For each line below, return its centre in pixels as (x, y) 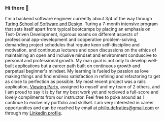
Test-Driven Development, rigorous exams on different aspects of (72, 35)
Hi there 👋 (17, 8)
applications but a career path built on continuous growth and (78, 66)
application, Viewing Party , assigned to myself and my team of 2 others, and (82, 87)
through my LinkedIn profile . (34, 113)
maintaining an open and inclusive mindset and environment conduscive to (81, 55)
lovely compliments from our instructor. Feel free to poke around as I (75, 97)
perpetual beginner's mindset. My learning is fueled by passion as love (77, 71)
